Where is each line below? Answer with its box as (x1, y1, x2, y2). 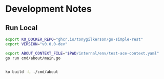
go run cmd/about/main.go (5, 56, 60, 61)
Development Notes (5, 3, 92, 15)
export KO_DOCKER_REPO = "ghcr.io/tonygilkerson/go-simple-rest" (5, 37, 143, 42)
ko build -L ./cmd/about (5, 69, 58, 74)
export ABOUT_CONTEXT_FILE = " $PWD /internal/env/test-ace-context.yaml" (5, 50, 159, 56)
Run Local (5, 23, 38, 32)
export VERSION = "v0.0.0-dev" (5, 41, 68, 46)
